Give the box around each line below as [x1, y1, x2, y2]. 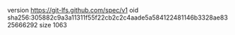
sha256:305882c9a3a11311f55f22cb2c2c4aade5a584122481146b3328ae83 [7, 13, 228, 22]
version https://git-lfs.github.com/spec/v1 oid [7, 6, 139, 14]
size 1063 [39, 21, 67, 29]
